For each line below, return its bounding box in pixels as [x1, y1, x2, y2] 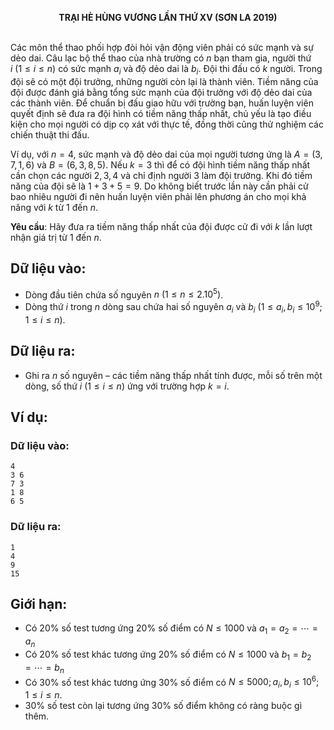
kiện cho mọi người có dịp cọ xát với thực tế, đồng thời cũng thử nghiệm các [10, 118, 324, 130]
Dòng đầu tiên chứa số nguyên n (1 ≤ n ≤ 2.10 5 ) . [24, 287, 224, 301]
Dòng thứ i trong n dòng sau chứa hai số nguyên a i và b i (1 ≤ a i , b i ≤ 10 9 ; [24, 299, 323, 315]
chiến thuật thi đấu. [10, 128, 90, 141]
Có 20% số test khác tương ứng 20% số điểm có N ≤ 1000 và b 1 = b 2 [24, 648, 312, 662]
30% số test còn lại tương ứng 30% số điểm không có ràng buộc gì [24, 699, 303, 711]
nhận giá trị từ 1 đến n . [10, 231, 102, 243]
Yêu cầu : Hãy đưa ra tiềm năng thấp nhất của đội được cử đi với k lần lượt [10, 220, 313, 232]
